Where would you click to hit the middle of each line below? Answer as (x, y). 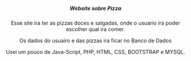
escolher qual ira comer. (95, 29)
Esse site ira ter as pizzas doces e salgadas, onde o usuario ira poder (95, 23)
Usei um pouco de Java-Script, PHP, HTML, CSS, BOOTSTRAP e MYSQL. (95, 52)
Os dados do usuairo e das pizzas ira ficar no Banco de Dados (95, 40)
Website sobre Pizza (95, 8)
